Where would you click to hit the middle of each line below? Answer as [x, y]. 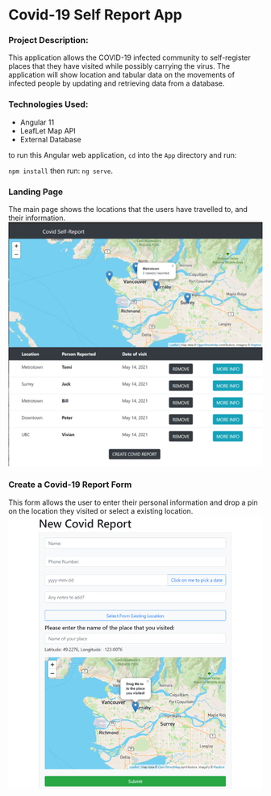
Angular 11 [37, 122]
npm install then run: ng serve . [61, 171]
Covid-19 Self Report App [96, 15]
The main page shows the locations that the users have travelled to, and [128, 210]
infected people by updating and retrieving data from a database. [117, 83]
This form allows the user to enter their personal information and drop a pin [133, 502]
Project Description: [48, 40]
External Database [51, 139]
